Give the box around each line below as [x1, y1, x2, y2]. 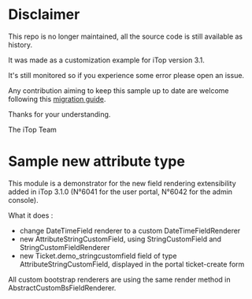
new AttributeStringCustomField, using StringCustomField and [19, 234, 222, 244]
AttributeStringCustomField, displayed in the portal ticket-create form [19, 259, 245, 269]
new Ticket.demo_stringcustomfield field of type [19, 251, 177, 260]
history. [8, 39, 33, 49]
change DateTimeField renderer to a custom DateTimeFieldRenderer [19, 226, 241, 235]
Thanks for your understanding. [8, 109, 111, 119]
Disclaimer [8, 6, 80, 24]
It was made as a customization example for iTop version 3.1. [8, 55, 205, 65]
